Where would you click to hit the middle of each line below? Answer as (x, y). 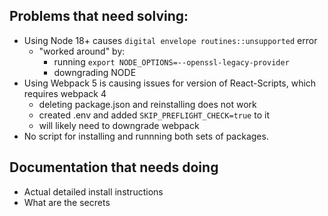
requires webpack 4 (65, 93)
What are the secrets (67, 202)
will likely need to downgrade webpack (119, 125)
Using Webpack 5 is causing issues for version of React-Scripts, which (170, 83)
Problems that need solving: (99, 16)
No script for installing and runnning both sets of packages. (146, 136)
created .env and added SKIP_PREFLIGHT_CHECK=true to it (154, 115)
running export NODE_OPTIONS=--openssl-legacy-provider (171, 61)
